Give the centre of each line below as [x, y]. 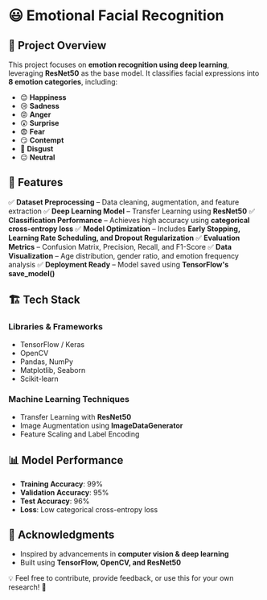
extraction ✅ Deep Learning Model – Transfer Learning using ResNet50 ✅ [132, 211]
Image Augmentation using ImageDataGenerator [101, 425]
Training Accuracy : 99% [61, 484]
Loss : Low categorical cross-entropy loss [89, 509]
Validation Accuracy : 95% [64, 492]
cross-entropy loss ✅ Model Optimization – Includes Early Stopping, [124, 229]
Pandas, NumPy [47, 362]
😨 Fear [33, 132]
